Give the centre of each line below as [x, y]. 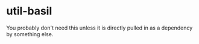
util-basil [29, 11]
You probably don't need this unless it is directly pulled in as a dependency [99, 28]
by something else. [30, 34]
